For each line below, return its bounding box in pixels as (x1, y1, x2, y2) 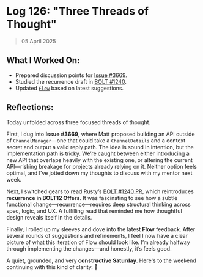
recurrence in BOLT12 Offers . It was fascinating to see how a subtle (6, 194, 178, 201)
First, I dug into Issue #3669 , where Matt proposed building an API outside (6, 130, 195, 138)
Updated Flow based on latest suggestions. (15, 84, 124, 92)
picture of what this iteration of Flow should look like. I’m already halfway (6, 238, 191, 246)
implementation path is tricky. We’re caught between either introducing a (6, 150, 190, 157)
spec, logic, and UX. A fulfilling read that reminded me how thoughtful (6, 207, 182, 215)
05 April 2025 (21, 37, 56, 45)
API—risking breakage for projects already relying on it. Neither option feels (6, 163, 197, 170)
